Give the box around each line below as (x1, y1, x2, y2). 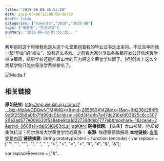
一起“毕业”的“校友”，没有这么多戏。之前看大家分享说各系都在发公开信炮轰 (5, 50, 154, 56)
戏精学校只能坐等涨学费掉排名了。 (5, 62, 74, 68)
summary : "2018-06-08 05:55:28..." (5, 30, 78, 35)
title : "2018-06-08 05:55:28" (5, 7, 67, 12)
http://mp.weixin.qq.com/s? (24, 101, 81, 107)
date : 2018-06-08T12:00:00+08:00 (5, 12, 73, 17)
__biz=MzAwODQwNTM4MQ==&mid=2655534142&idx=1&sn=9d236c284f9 (5, 107, 159, 113)
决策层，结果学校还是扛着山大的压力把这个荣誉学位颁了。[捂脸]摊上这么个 (9, 56, 158, 62)
